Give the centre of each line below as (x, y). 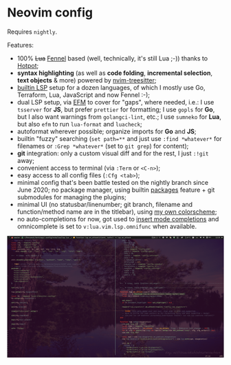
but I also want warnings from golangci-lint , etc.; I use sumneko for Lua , (119, 117)
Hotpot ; (28, 65)
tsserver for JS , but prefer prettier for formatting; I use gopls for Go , (116, 109)
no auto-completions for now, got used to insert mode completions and (118, 219)
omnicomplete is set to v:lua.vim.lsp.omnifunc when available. (107, 226)
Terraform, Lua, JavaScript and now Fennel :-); (83, 95)
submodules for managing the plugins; (71, 197)
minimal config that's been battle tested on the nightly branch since (112, 182)
